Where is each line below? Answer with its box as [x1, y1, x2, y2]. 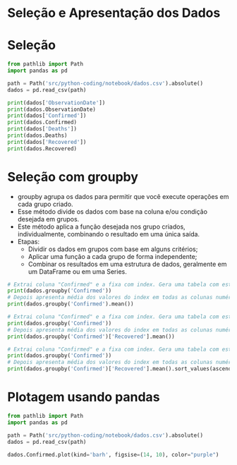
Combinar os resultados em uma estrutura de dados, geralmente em [28, 260, 227, 268]
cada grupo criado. [17, 200, 73, 208]
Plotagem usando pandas [7, 389, 160, 405]
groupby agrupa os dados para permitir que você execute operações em [17, 192, 229, 200]
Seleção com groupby [7, 169, 139, 185]
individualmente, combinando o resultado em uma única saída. [17, 229, 200, 238]
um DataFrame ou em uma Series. [28, 267, 127, 276]
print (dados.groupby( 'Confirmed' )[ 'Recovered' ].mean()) [7, 333, 175, 340]
